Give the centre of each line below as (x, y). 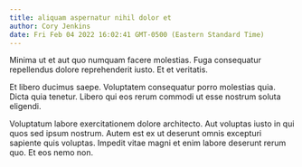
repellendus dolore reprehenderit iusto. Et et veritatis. (109, 70)
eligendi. (25, 107)
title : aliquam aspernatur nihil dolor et (90, 18)
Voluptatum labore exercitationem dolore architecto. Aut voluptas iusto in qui (152, 124)
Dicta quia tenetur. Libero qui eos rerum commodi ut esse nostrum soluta (146, 97)
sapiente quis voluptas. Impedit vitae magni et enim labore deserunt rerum (148, 143)
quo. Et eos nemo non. (52, 153)
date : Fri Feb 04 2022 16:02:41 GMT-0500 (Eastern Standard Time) (137, 34)
